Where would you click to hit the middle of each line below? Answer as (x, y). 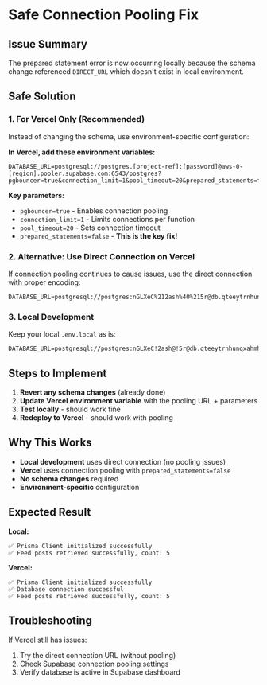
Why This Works (50, 443)
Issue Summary (48, 44)
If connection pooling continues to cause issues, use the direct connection (130, 274)
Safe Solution (43, 97)
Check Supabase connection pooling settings (94, 664)
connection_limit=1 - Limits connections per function (107, 219)
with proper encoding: (44, 282)
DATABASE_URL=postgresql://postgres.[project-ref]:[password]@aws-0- (126, 166)
